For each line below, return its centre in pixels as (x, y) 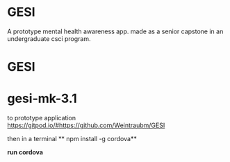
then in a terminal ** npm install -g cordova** (72, 139)
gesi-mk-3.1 (42, 99)
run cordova (25, 152)
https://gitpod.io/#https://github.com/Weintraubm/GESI (86, 125)
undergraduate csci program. (49, 38)
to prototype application (42, 118)
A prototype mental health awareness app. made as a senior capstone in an (115, 31)
